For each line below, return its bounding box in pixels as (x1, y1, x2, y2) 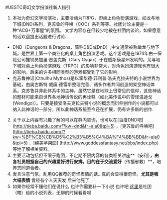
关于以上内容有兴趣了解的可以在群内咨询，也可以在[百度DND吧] (12, 117, 144, 123)
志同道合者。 (16, 165, 43, 171)
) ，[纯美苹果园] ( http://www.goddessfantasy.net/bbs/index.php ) (25, 140, 159, 146)
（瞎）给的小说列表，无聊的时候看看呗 (12, 190, 91, 196)
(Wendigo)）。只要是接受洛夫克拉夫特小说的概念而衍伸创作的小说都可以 (12, 100, 159, 106)
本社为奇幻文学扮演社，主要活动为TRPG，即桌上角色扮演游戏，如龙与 (12, 15, 156, 21)
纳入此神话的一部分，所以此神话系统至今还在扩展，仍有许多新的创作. (12, 106, 154, 112)
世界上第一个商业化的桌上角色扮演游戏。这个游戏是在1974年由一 (25, 50, 158, 56)
